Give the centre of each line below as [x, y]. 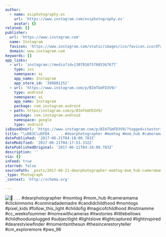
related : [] [17, 28]
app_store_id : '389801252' [42, 83]
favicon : [19, 46]
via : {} [13, 157]
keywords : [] [19, 56]
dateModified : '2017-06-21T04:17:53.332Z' [49, 143]
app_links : [16, 60]
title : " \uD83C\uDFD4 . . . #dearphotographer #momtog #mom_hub [73, 134]
